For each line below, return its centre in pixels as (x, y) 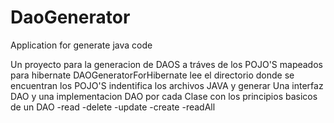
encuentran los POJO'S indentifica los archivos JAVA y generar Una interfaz (167, 85)
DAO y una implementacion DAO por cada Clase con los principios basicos (164, 96)
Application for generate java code (81, 45)
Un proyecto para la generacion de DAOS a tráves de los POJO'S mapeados (166, 64)
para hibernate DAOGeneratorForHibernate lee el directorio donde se (152, 75)
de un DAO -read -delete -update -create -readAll (113, 107)
